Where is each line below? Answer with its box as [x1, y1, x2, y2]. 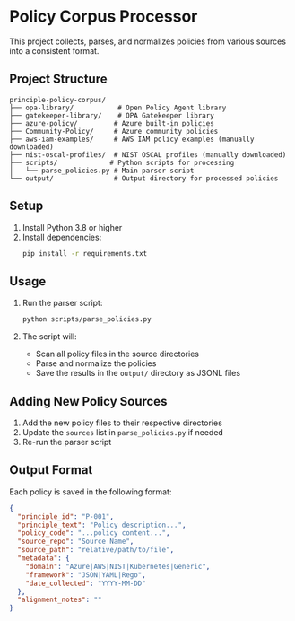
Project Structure [9, 72, 108, 87]
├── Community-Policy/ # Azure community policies [9, 127, 219, 136]
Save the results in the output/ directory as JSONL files [35, 368, 240, 379]
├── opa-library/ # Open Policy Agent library [9, 103, 227, 112]
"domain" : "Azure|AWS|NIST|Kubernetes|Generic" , [25, 562, 211, 571]
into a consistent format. [9, 45, 100, 56]
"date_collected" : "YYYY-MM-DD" [25, 579, 146, 588]
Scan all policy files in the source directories [35, 348, 200, 360]
